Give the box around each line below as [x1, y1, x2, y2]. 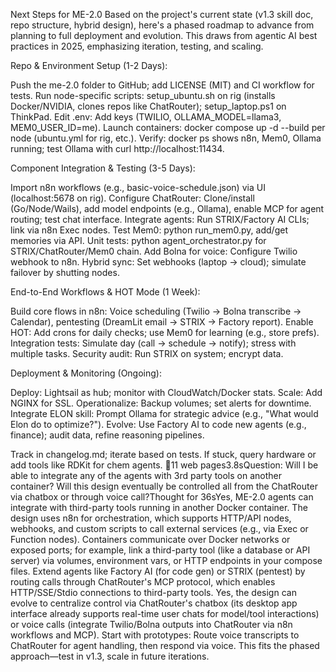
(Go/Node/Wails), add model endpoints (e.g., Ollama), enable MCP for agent [10, 203, 325, 214]
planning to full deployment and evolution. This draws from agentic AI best [10, 30, 318, 41]
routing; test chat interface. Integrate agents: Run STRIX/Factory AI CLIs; [10, 214, 310, 225]
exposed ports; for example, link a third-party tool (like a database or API [10, 544, 311, 556]
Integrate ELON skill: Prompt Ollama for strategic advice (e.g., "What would [10, 408, 319, 419]
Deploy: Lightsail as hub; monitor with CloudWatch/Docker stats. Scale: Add [10, 387, 323, 398]
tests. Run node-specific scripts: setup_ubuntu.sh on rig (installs [10, 90, 276, 101]
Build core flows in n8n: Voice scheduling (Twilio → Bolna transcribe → [10, 305, 302, 317]
